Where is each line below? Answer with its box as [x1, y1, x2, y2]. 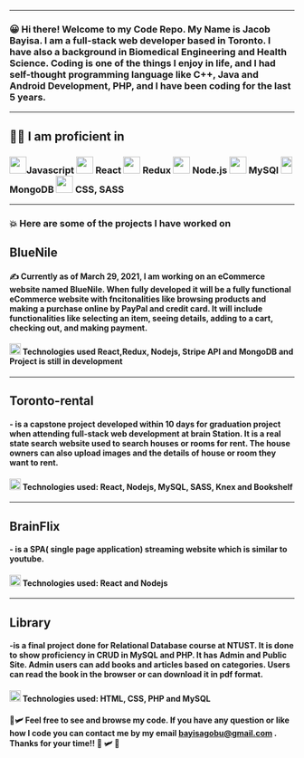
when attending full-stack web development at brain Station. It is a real [9, 428, 281, 439]
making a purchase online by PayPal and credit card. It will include [9, 302, 263, 313]
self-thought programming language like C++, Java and [9, 68, 260, 81]
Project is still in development [9, 356, 123, 367]
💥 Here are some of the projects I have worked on [9, 216, 232, 229]
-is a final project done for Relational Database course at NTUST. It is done [9, 640, 294, 651]
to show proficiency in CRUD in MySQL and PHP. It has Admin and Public [9, 649, 288, 661]
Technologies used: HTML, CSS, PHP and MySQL [22, 694, 211, 705]
